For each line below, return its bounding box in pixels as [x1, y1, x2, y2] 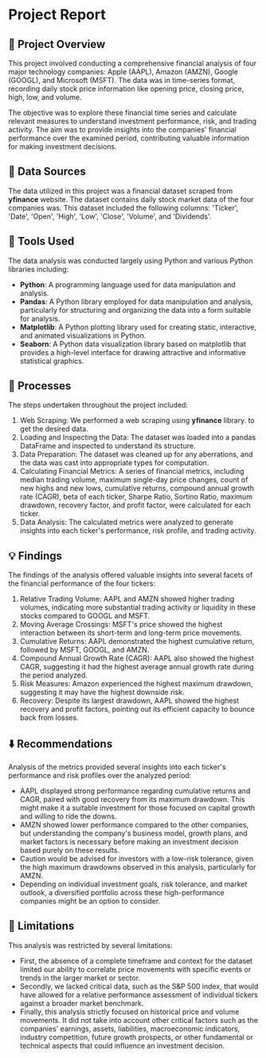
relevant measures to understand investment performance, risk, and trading [8, 116, 257, 125]
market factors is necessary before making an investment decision [19, 837, 239, 847]
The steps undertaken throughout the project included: [8, 401, 189, 410]
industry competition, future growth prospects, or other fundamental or [19, 1032, 253, 1042]
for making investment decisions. [8, 142, 117, 151]
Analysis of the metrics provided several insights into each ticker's [8, 762, 226, 772]
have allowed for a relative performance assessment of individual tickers [19, 989, 259, 999]
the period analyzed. [19, 670, 88, 680]
